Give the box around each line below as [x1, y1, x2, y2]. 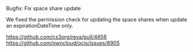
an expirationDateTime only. [6, 23, 73, 29]
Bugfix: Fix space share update [6, 5, 81, 12]
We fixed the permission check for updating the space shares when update [6, 16, 187, 23]
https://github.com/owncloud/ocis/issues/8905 [6, 40, 120, 46]
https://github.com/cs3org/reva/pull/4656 [6, 34, 107, 40]
